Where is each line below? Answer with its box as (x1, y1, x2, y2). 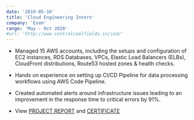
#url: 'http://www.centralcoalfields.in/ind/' (6, 31, 124, 37)
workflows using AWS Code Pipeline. (14, 78, 106, 85)
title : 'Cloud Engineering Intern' (6, 14, 95, 20)
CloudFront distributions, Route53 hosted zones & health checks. (14, 60, 175, 67)
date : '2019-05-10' (6, 8, 55, 15)
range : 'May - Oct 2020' (6, 25, 68, 32)
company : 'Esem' (6, 20, 47, 26)
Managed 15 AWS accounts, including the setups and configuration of (14, 47, 187, 54)
